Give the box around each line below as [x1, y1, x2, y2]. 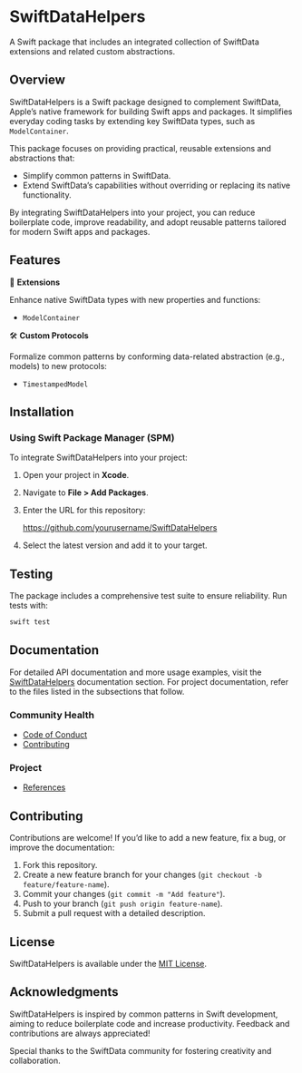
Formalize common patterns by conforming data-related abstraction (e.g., [9, 351, 286, 362]
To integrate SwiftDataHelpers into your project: [9, 452, 188, 463]
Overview [9, 73, 66, 88]
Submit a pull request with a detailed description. [22, 908, 206, 919]
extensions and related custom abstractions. [9, 45, 175, 56]
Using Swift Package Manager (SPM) [9, 431, 175, 444]
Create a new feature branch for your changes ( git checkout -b [22, 869, 263, 881]
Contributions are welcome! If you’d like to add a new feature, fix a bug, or [9, 833, 287, 844]
